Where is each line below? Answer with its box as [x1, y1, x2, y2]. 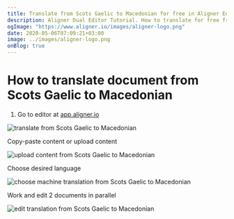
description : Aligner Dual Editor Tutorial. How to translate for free [7, 17, 219, 24]
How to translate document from [7, 72, 199, 88]
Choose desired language [7, 164, 81, 172]
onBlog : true [7, 42, 45, 49]
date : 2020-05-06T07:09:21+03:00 [7, 29, 104, 37]
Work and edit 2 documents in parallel [7, 190, 116, 199]
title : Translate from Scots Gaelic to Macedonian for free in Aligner [7, 10, 219, 17]
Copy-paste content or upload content [7, 137, 118, 145]
